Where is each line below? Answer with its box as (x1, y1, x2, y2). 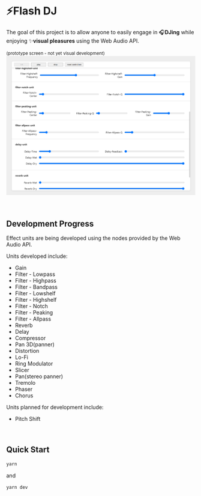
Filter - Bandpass (14, 283, 58, 291)
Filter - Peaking (14, 309, 53, 316)
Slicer (14, 367, 29, 374)
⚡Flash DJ (6, 4, 57, 18)
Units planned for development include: (6, 403, 104, 411)
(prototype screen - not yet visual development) (6, 50, 105, 57)
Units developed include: (6, 253, 68, 260)
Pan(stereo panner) (14, 373, 64, 380)
